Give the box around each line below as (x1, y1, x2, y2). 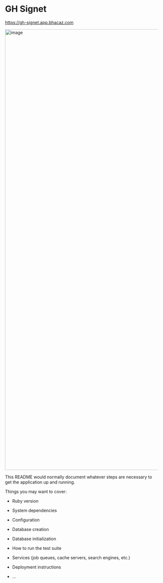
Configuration (12, 517, 40, 523)
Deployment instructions (12, 564, 62, 570)
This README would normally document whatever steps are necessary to (5, 474, 152, 480)
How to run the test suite (12, 545, 62, 551)
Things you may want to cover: (5, 489, 67, 494)
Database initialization (12, 536, 57, 542)
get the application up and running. (5, 479, 75, 485)
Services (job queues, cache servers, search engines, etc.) (12, 554, 130, 561)
